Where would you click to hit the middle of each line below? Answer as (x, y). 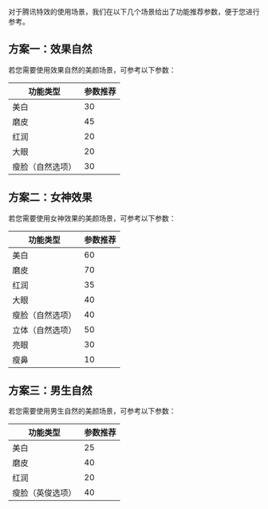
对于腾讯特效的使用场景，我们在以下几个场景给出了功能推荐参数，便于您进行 (134, 12)
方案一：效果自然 (50, 49)
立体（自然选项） (45, 330)
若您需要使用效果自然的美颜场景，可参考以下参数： (92, 69)
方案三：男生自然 (50, 391)
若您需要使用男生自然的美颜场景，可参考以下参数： (92, 411)
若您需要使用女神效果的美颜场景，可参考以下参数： (92, 218)
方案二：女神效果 (50, 198)
